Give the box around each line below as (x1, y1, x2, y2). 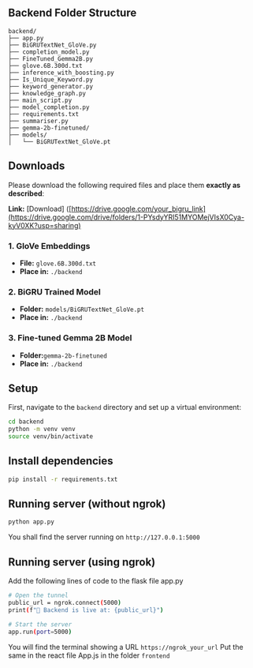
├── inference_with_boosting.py (8, 69, 114, 77)
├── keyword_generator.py (8, 82, 93, 90)
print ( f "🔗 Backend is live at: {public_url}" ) (8, 606, 164, 614)
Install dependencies (8, 454, 113, 468)
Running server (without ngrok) (8, 497, 166, 511)
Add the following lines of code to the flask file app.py (8, 576, 184, 586)
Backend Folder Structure (8, 6, 137, 20)
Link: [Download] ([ (8, 204, 72, 213)
